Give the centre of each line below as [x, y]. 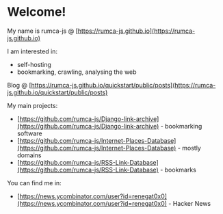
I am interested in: [32, 51]
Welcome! [37, 12]
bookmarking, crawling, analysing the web [77, 72]
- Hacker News [189, 203]
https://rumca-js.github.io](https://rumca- [136, 31]
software [29, 133]
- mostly [189, 148]
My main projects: [32, 105]
